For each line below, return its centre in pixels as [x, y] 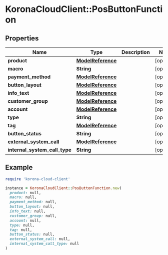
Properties [22, 38]
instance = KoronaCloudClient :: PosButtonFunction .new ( [63, 188]
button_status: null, [32, 235]
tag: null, [21, 230]
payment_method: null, [33, 202]
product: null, [25, 193]
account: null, [25, 221]
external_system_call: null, [40, 239]
